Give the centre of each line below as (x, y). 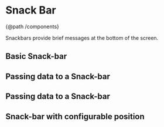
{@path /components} (33, 26)
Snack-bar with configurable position (75, 116)
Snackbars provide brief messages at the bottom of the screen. (82, 38)
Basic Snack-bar (36, 56)
